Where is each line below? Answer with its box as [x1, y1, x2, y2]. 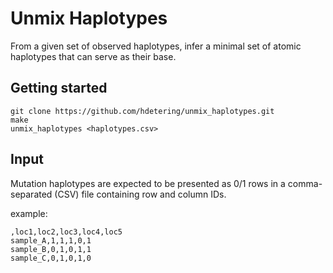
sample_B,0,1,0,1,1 [10, 244, 92, 254]
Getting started [10, 80, 108, 97]
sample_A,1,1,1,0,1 [10, 235, 92, 246]
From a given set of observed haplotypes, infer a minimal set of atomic [10, 40, 302, 52]
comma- [287, 177, 323, 189]
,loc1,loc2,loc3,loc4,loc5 [10, 227, 123, 237]
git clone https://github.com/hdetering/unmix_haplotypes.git [10, 106, 275, 116]
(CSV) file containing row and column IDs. [54, 188, 227, 200]
